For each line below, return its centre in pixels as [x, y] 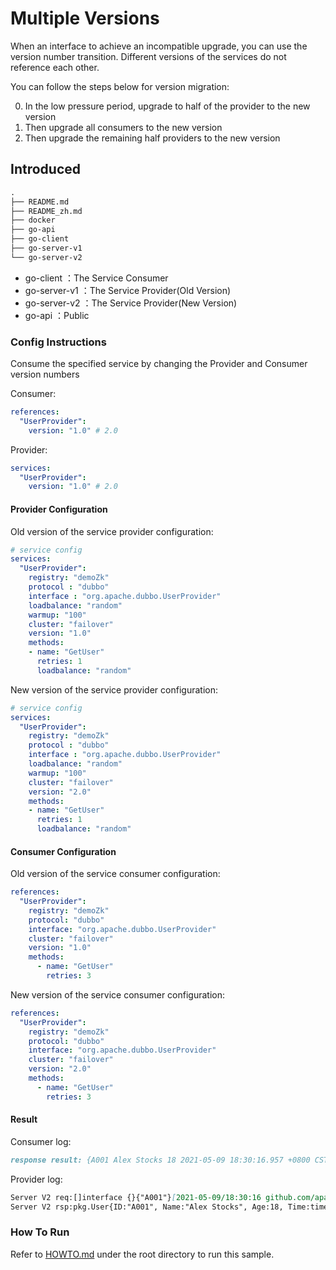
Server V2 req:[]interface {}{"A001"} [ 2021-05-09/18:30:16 [136, 1197]
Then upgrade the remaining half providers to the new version [152, 138]
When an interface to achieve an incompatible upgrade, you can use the [159, 46]
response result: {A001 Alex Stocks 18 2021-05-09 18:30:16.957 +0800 [160, 1160]
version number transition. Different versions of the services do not [148, 56]
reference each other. [55, 67]
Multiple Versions [85, 18]
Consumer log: [41, 1141]
